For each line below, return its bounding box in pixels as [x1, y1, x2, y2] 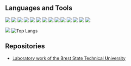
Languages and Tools [5, 4, 73, 12]
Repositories [5, 42, 45, 51]
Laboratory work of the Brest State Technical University [12, 55, 126, 61]
